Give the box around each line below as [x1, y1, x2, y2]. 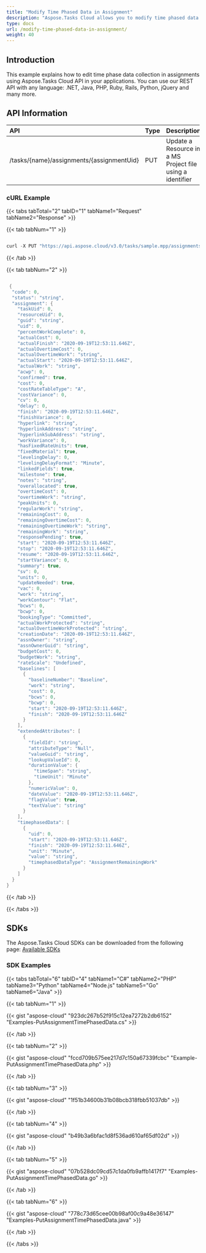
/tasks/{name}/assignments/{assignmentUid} [9, 156, 139, 164]
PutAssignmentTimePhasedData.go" [6, 1174, 99, 1181]
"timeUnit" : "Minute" [33, 774, 89, 780]
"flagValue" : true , [28, 796, 78, 803]
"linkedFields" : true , [17, 466, 75, 472]
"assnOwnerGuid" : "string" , [17, 642, 89, 649]
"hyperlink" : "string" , [17, 420, 78, 426]
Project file [166, 160, 197, 168]
